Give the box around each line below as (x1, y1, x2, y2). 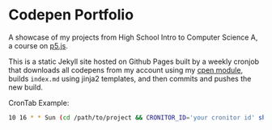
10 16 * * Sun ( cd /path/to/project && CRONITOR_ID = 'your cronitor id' (8, 113, 255, 122)
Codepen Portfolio (8, 6, 134, 24)
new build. (8, 82, 43, 92)
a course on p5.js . (8, 40, 69, 50)
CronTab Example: (8, 98, 70, 107)
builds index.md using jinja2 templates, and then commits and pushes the (8, 73, 252, 83)
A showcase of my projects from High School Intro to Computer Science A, (8, 32, 258, 42)
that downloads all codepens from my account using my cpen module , (8, 65, 244, 74)
